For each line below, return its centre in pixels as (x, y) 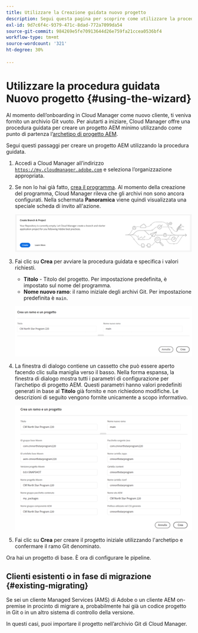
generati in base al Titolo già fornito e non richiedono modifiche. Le (96, 391)
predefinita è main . (46, 298)
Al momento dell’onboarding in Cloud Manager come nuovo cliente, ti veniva (99, 115)
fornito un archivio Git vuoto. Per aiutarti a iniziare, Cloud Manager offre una (98, 121)
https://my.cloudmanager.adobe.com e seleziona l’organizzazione (93, 169)
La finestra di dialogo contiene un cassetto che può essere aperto (95, 366)
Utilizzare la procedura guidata (83, 86)
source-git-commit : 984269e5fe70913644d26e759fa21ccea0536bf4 (84, 31)
